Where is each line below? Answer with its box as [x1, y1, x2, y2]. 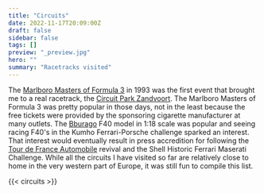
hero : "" [8, 56, 37, 64]
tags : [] [8, 41, 37, 49]
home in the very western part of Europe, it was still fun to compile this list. [8, 160, 254, 171]
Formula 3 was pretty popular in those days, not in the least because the [8, 102, 246, 111]
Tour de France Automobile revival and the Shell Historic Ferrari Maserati [8, 144, 247, 153]
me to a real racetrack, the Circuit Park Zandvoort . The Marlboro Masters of [8, 93, 256, 103]
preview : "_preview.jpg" [8, 48, 91, 56]
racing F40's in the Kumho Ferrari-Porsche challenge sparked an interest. [8, 127, 250, 137]
